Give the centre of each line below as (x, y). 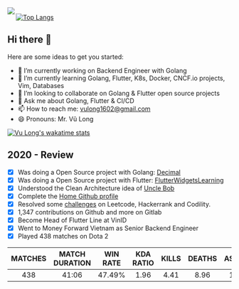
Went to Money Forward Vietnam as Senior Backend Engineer (108, 228)
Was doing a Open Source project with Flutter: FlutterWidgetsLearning (121, 180)
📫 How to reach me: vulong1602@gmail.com (84, 109)
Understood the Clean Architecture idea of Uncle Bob (96, 188)
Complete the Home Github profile (68, 196)
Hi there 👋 (30, 39)
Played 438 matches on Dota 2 (63, 236)
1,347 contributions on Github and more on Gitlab (90, 212)
